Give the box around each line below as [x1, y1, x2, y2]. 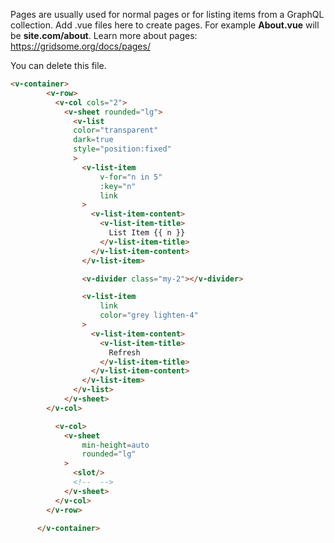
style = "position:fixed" [73, 144, 172, 154]
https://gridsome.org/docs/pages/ [10, 40, 151, 52]
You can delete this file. [10, 60, 107, 71]
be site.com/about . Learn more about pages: [10, 30, 198, 41]
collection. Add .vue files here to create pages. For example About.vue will [10, 19, 320, 31]
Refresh [108, 347, 141, 358]
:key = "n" [99, 181, 137, 191]
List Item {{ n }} [108, 228, 186, 238]
